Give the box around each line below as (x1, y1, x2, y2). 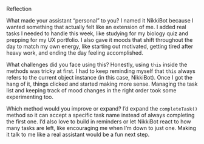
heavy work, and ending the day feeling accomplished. (6, 49, 144, 57)
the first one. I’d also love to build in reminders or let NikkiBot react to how (6, 118, 191, 125)
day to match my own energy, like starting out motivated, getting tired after (6, 43, 193, 50)
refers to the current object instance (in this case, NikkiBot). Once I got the (6, 74, 193, 81)
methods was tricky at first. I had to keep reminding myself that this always (6, 67, 195, 75)
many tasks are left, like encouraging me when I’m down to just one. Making (6, 125, 196, 131)
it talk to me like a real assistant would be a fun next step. (6, 131, 150, 138)
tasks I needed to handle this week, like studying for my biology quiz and (6, 30, 189, 37)
